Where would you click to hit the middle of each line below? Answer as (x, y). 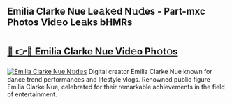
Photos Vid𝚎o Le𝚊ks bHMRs (70, 23)
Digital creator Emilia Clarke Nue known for (150, 72)
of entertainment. (32, 94)
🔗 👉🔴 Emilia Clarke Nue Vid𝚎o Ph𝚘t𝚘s (93, 51)
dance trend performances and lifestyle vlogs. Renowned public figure (109, 79)
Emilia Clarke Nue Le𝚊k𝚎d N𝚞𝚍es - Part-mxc (107, 12)
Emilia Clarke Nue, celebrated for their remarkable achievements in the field (116, 87)
